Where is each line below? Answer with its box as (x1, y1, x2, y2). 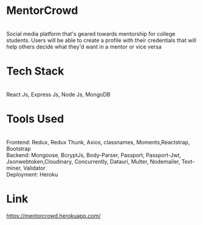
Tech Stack (6, 64, 64, 78)
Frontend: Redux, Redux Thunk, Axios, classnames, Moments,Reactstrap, (6, 138, 190, 146)
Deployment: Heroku (6, 170, 58, 178)
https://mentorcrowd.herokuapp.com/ (6, 212, 101, 219)
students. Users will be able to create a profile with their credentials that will (6, 36, 197, 44)
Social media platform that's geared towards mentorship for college (6, 30, 176, 37)
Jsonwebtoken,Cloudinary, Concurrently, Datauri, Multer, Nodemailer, (6, 158, 181, 165)
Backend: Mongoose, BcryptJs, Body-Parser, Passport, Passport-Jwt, (6, 151, 181, 158)
